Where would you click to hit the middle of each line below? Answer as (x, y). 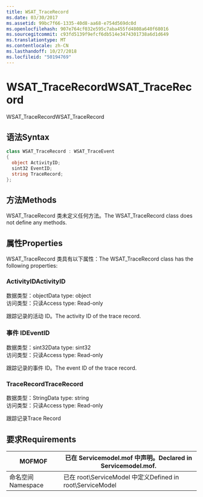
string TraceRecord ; (37, 174)
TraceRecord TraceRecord (45, 384)
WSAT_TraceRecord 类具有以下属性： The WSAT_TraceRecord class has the (100, 259)
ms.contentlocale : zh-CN (37, 46)
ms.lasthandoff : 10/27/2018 (42, 52)
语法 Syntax (28, 137)
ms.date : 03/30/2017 (32, 18)
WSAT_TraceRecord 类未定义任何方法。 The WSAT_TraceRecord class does (99, 216)
